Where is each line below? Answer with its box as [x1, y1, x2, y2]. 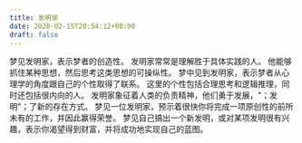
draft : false [9, 30, 59, 39]
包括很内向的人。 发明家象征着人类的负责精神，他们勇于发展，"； [24, 90, 270, 100]
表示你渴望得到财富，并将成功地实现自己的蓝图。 [24, 124, 209, 135]
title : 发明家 [9, 13, 59, 23]
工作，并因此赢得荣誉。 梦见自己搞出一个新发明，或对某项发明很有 [33, 112, 282, 123]
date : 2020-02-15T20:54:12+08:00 [9, 22, 136, 31]
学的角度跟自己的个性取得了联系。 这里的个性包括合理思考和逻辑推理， [16, 79, 282, 90]
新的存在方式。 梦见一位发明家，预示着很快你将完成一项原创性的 [36, 101, 278, 112]
